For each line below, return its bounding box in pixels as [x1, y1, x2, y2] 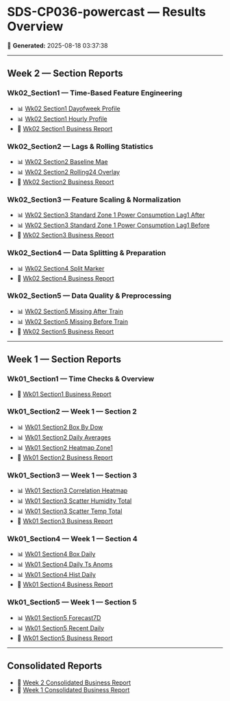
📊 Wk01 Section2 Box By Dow [16, 423, 103, 431]
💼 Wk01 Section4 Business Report [16, 580, 113, 589]
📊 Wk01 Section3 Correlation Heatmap [16, 486, 128, 495]
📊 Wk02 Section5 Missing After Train [16, 307, 123, 316]
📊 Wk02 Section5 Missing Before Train [16, 317, 129, 326]
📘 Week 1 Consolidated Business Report [16, 685, 130, 693]
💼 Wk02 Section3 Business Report [16, 231, 114, 239]
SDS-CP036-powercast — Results [7, 4, 207, 20]
